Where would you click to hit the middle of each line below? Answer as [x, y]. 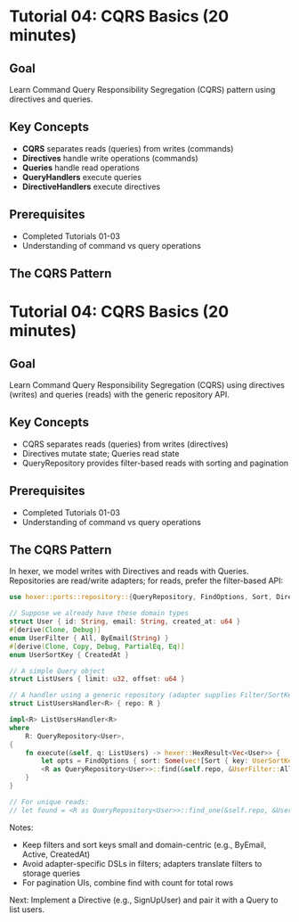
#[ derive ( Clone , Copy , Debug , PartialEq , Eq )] [97, 646]
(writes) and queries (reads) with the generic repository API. [119, 395]
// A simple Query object [57, 671]
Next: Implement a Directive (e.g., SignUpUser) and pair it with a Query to [144, 900]
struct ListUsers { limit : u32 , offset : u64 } [97, 679]
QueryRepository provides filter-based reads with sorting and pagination [155, 463]
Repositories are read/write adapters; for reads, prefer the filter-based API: [146, 580]
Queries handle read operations [81, 168]
